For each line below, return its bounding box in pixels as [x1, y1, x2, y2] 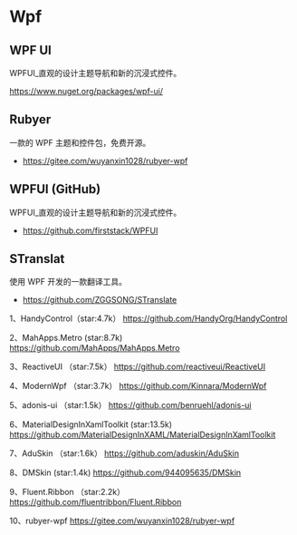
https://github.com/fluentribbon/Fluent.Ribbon [9, 497, 182, 508]
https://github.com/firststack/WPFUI [22, 225, 158, 236]
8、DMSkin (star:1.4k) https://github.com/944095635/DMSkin [9, 467, 242, 478]
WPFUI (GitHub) [9, 181, 101, 197]
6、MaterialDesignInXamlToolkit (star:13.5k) [9, 419, 173, 430]
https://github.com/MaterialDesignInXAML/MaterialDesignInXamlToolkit [9, 429, 276, 441]
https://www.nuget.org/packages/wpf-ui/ [9, 86, 164, 96]
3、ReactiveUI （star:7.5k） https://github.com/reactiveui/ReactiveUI [9, 361, 266, 373]
